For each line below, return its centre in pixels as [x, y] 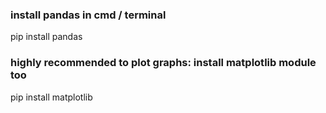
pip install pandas [46, 37]
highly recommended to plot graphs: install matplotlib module [163, 63]
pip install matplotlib [51, 97]
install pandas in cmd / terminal [88, 15]
